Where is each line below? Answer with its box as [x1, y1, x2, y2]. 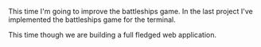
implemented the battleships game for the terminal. [8, 15, 177, 24]
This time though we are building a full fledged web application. [8, 31, 217, 39]
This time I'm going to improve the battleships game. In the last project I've [8, 7, 253, 16]
